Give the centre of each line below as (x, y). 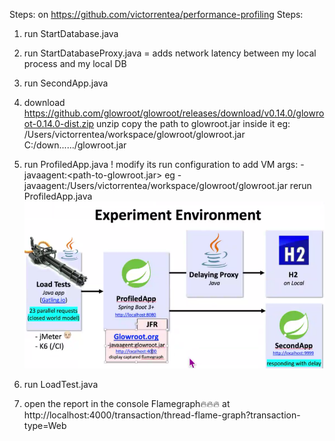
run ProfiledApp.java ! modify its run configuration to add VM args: (161, 164)
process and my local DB (75, 63)
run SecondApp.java (66, 83)
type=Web (45, 426)
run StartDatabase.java (71, 33)
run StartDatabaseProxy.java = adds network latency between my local (170, 53)
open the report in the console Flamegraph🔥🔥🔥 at (127, 404)
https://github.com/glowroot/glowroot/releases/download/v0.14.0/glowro (174, 113)
